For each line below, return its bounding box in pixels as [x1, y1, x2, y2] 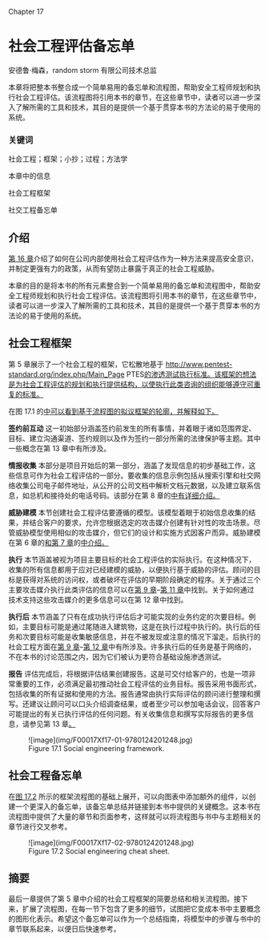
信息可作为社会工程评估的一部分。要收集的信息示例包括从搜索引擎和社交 [14, 470, 254, 480]
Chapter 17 [8, 7, 44, 16]
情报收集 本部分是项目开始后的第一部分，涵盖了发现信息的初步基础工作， [8, 460, 249, 470]
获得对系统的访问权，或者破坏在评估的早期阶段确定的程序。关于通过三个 [22, 575, 261, 584]
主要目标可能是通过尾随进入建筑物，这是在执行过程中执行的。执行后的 [22, 621, 254, 632]
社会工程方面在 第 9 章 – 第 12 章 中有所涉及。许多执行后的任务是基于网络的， [8, 641, 256, 652]
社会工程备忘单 [8, 769, 82, 782]
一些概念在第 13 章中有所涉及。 [8, 443, 111, 453]
